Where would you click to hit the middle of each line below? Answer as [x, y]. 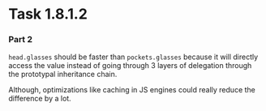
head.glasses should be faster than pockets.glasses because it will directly [133, 57]
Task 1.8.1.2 [48, 14]
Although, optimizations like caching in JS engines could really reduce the [132, 90]
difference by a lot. [40, 99]
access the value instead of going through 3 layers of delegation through [130, 66]
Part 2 [21, 40]
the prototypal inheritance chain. [63, 75]
